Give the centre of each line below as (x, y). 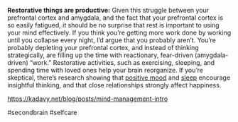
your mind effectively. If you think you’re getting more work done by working (119, 32)
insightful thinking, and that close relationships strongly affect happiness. (114, 85)
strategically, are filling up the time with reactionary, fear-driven (100, 55)
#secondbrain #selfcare (42, 112)
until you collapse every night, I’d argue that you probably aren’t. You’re (112, 40)
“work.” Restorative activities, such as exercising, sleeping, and (122, 62)
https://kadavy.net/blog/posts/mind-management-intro (88, 99)
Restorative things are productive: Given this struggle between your (108, 10)
